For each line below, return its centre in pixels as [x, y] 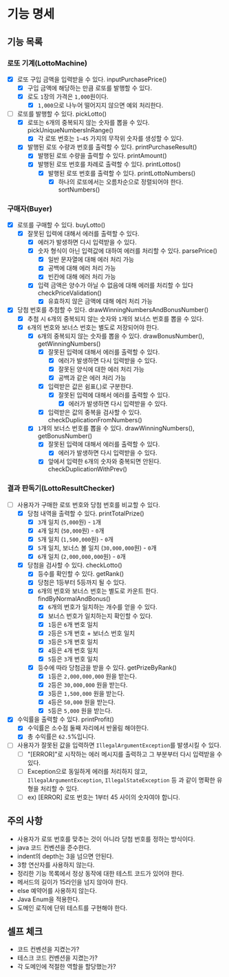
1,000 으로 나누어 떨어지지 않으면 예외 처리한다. [100, 105]
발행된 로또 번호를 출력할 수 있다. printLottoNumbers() [122, 173]
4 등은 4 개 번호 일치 [73, 650]
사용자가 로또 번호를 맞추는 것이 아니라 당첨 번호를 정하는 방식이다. [106, 839]
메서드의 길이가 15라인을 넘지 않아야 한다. [73, 882]
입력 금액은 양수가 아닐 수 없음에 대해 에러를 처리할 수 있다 [116, 285]
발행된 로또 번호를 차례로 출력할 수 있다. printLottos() [109, 164]
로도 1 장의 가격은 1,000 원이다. [68, 96]
